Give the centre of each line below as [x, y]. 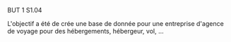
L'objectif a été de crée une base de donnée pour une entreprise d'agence [115, 23]
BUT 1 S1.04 [25, 10]
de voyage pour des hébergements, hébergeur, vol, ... [85, 31]
